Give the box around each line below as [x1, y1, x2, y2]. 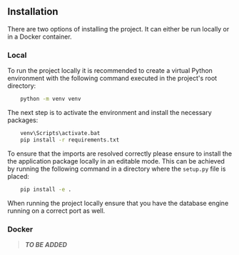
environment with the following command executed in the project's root [7, 74, 218, 83]
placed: [7, 171, 30, 181]
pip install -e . [20, 186, 72, 193]
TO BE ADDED [24, 240, 68, 249]
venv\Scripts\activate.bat [20, 129, 101, 136]
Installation [7, 6, 59, 18]
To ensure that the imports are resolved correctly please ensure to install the [7, 149, 233, 158]
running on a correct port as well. [7, 206, 106, 215]
